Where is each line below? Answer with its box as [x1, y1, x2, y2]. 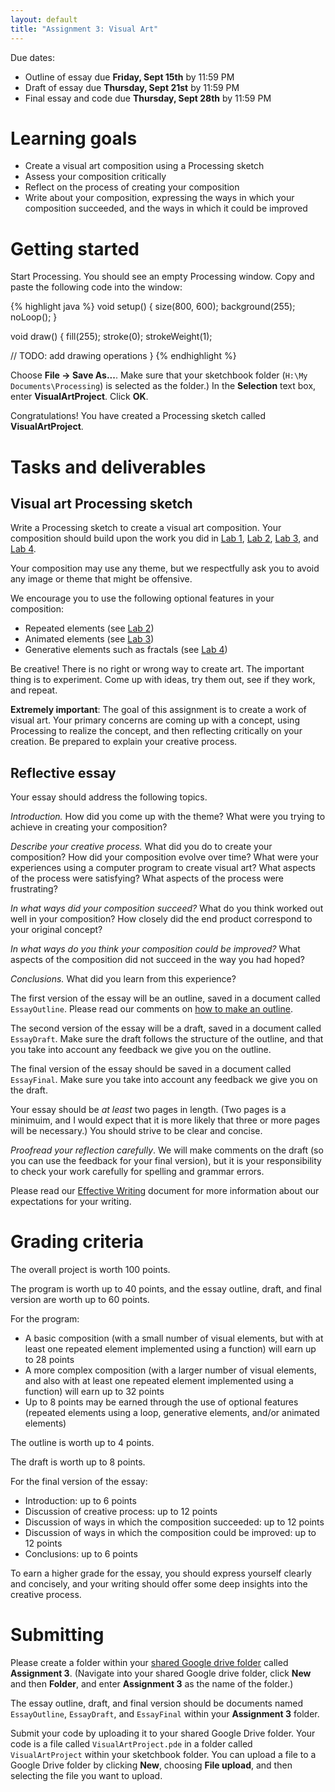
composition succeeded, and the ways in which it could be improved [24, 202, 308, 215]
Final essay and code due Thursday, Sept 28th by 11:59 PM [24, 92, 272, 104]
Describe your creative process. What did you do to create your [10, 841, 273, 853]
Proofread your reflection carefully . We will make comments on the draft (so [10, 1144, 324, 1156]
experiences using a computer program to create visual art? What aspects [10, 862, 316, 874]
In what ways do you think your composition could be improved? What [10, 943, 301, 955]
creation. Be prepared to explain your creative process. [10, 736, 238, 748]
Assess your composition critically [24, 171, 167, 183]
